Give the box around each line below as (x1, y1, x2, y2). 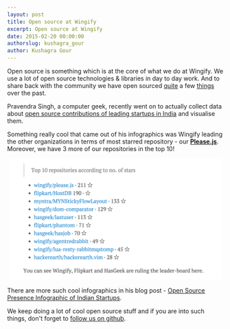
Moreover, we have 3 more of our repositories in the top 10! (7, 145, 175, 152)
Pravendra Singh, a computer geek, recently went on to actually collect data (7, 102, 222, 110)
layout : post (7, 11, 45, 18)
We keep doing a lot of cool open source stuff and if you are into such (7, 306, 205, 315)
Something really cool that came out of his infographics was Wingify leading (7, 131, 223, 138)
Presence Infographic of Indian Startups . (7, 293, 122, 302)
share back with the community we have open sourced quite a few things (7, 82, 215, 89)
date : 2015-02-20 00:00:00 (7, 33, 84, 40)
